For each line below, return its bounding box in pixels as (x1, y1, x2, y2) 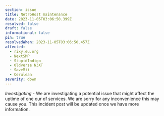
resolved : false (5, 21, 39, 26)
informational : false (5, 30, 50, 35)
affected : (5, 44, 26, 49)
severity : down (5, 77, 37, 82)
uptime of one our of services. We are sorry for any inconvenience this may (5, 96, 160, 102)
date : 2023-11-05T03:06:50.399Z (5, 16, 72, 21)
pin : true (5, 35, 26, 40)
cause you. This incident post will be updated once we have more (5, 101, 139, 107)
